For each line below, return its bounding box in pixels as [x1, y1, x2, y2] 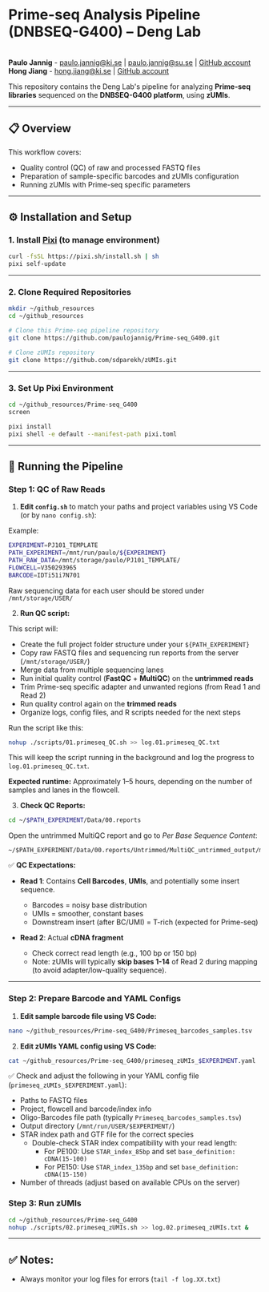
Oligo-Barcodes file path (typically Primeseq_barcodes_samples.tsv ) [19, 1113, 242, 1122]
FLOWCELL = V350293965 [8, 563, 78, 572]
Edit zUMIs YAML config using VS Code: [19, 1041, 157, 1051]
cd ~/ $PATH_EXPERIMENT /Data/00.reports [8, 816, 142, 824]
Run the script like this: [8, 722, 84, 732]
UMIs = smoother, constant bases [31, 909, 144, 919]
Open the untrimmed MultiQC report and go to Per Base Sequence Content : [8, 831, 258, 840]
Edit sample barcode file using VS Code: [19, 1011, 158, 1020]
